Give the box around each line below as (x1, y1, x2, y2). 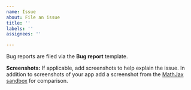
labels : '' (6, 25, 34, 32)
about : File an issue (6, 14, 60, 20)
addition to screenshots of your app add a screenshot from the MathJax (6, 71, 184, 78)
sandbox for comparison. (6, 77, 68, 85)
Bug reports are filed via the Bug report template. (6, 53, 128, 60)
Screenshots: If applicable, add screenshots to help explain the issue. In (6, 64, 185, 72)
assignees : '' (6, 31, 42, 37)
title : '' (6, 20, 31, 26)
